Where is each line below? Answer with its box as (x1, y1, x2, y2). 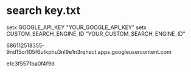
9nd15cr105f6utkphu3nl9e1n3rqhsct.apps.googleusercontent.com (6, 48, 172, 55)
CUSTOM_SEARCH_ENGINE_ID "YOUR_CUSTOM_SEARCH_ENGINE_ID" (6, 30, 186, 37)
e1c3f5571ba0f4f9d (6, 60, 55, 67)
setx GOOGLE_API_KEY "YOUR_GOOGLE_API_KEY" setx (6, 24, 147, 31)
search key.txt (6, 4, 81, 18)
